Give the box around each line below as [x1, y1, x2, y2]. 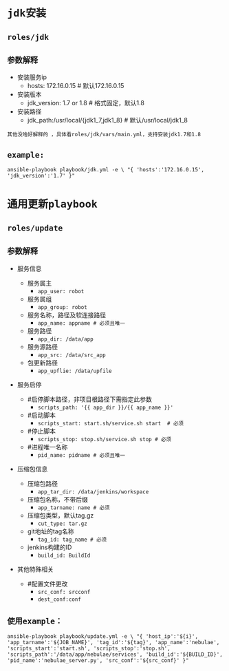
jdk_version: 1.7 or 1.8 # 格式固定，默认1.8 [27, 99, 144, 107]
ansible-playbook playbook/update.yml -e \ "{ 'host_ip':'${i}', [7, 633, 198, 640]
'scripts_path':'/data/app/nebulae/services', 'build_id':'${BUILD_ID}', [7, 651, 223, 658]
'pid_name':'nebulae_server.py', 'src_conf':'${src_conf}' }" [7, 657, 189, 664]
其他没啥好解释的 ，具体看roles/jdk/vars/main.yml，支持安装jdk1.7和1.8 [7, 131, 201, 138]
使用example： [7, 616, 63, 626]
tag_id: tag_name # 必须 [37, 536, 107, 543]
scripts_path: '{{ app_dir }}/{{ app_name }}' [37, 404, 174, 411]
